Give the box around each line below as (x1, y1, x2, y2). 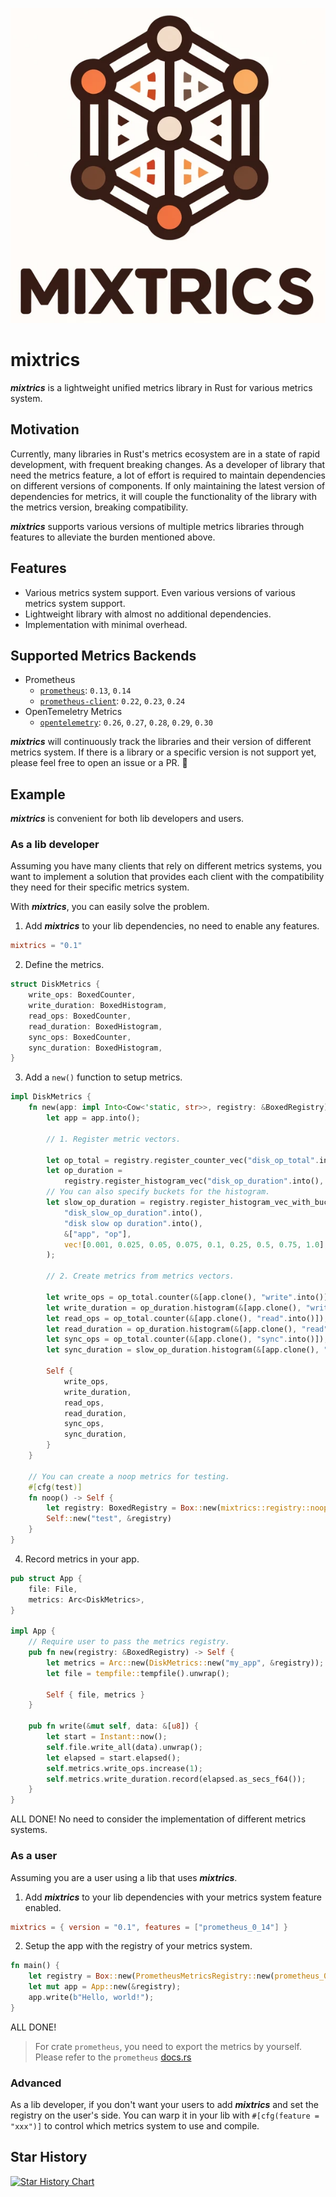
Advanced (10, 2076, 62, 2090)
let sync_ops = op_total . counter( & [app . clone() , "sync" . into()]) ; (46, 1334, 329, 1345)
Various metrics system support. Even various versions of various (24, 586, 296, 598)
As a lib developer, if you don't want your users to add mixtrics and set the (10, 2099, 319, 2111)
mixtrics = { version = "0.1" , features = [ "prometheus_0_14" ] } (10, 1922, 289, 1932)
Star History (10, 2149, 88, 2166)
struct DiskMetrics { (10, 979, 101, 990)
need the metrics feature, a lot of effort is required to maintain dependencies (10, 469, 326, 481)
